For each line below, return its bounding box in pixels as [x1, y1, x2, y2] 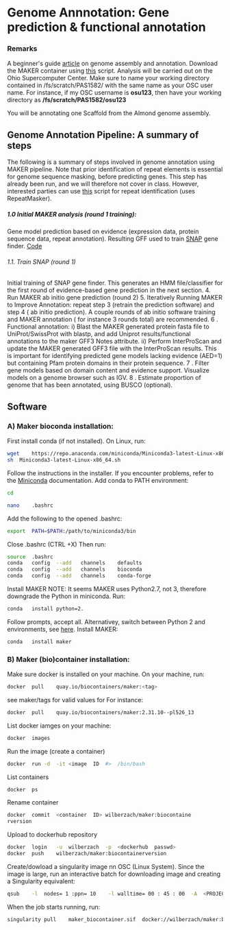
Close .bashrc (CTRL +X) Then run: [7, 540, 106, 548]
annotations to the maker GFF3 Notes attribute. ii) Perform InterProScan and [7, 337, 222, 346]
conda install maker [7, 638, 72, 645]
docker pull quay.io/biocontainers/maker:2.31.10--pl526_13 [7, 708, 194, 716]
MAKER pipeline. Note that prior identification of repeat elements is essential [7, 165, 223, 174]
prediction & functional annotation [7, 19, 207, 35]
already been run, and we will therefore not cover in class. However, [7, 180, 199, 188]
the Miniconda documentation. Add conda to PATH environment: [7, 476, 189, 484]
